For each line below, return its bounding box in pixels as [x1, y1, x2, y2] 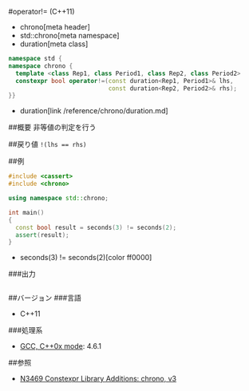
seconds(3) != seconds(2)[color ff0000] [19, 253, 152, 263]
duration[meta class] [19, 39, 89, 49]
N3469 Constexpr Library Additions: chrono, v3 [19, 374, 177, 384]
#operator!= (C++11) [8, 7, 75, 16]
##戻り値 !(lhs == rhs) [8, 140, 87, 149]
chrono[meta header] [19, 22, 90, 31]
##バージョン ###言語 [8, 293, 81, 302]
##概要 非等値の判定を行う [8, 123, 97, 132]
